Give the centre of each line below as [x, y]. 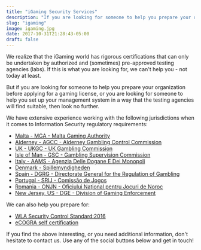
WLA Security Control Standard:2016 [60, 216]
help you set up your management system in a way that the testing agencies [100, 100]
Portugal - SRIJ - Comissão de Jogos [61, 180]
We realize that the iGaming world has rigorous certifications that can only [98, 57]
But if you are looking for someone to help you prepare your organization [96, 87]
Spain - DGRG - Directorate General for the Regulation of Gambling [97, 174]
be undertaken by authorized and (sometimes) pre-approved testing [90, 63]
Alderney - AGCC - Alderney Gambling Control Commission [88, 142]
